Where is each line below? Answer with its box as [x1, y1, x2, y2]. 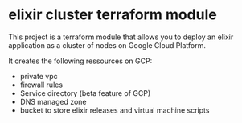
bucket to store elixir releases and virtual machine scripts [19, 105, 210, 115]
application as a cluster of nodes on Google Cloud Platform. [8, 40, 207, 50]
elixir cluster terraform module [8, 6, 217, 24]
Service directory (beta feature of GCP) [19, 88, 151, 97]
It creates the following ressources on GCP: [8, 56, 153, 65]
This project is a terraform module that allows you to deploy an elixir [8, 32, 234, 42]
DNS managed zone [19, 97, 87, 106]
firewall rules [19, 80, 63, 89]
